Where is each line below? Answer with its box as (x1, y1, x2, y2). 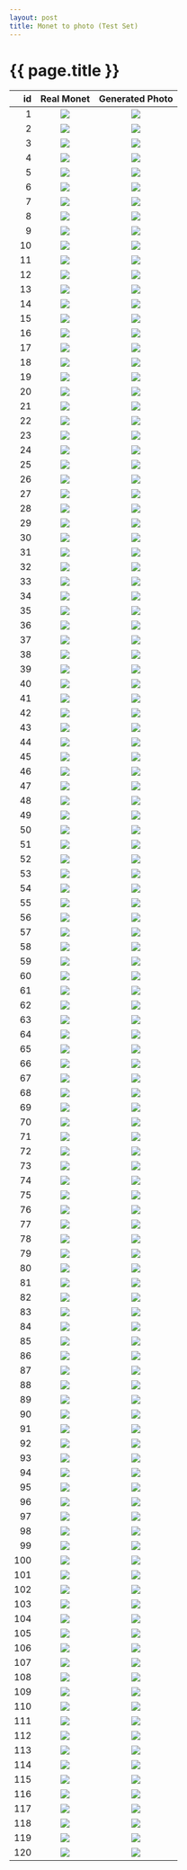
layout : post (9, 13, 58, 22)
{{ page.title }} (9, 60, 120, 81)
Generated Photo (98, 93, 174, 105)
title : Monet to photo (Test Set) (9, 22, 139, 31)
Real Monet (40, 93, 91, 105)
